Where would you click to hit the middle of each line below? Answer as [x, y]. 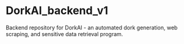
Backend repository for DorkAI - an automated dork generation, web [92, 28]
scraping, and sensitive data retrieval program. [64, 34]
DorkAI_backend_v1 [57, 11]
